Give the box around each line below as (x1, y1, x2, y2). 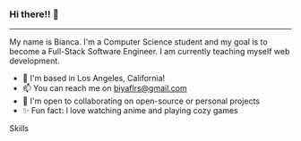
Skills (9, 123, 30, 134)
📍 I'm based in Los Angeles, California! (21, 73, 166, 84)
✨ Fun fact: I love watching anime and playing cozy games (21, 105, 239, 116)
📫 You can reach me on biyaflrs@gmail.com (21, 83, 187, 94)
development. (9, 55, 60, 66)
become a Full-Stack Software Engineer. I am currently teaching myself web (9, 46, 290, 57)
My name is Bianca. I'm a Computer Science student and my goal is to (9, 37, 268, 47)
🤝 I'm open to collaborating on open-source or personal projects (21, 95, 260, 106)
